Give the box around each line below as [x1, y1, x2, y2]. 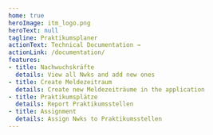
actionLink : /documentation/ [8, 48, 105, 56]
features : [8, 56, 41, 64]
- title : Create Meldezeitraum [8, 78, 112, 86]
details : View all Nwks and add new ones [15, 71, 156, 79]
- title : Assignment [8, 108, 77, 116]
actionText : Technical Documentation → [8, 41, 141, 49]
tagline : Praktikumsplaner [8, 33, 98, 42]
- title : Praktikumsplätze [8, 93, 98, 101]
